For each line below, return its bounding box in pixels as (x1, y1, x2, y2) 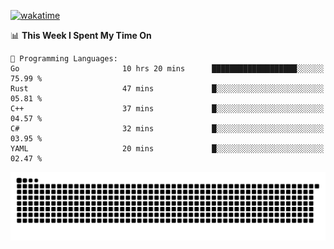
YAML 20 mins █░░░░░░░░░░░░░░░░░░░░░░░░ (10, 144, 325, 154)
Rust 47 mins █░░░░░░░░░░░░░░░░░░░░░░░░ (10, 84, 325, 94)
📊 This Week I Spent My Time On (10, 30, 152, 41)
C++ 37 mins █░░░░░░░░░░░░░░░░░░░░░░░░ (10, 104, 325, 114)
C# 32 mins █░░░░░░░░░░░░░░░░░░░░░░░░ (10, 124, 325, 134)
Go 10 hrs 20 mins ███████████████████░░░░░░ (10, 64, 325, 74)
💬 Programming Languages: (10, 54, 118, 64)
